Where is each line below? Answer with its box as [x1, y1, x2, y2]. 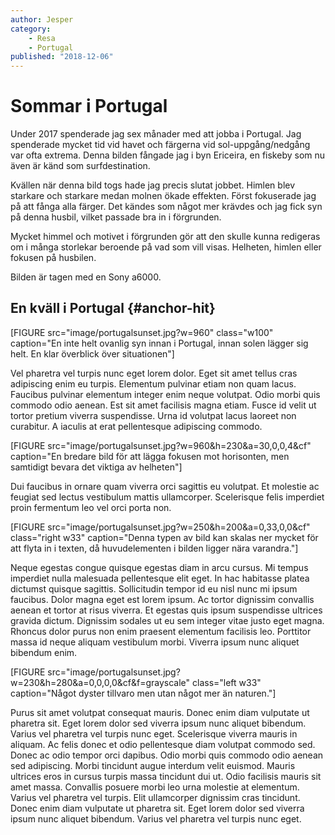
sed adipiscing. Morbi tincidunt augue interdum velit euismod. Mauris [10, 759, 296, 771]
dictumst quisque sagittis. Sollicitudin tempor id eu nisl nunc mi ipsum [10, 582, 298, 595]
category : [10, 24, 52, 34]
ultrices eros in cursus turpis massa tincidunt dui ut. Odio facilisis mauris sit [10, 770, 322, 782]
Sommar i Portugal [10, 95, 168, 118]
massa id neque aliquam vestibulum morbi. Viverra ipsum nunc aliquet [10, 636, 300, 648]
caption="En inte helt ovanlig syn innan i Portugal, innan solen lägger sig [10, 337, 309, 349]
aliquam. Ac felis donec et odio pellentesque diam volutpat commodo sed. [10, 738, 316, 750]
